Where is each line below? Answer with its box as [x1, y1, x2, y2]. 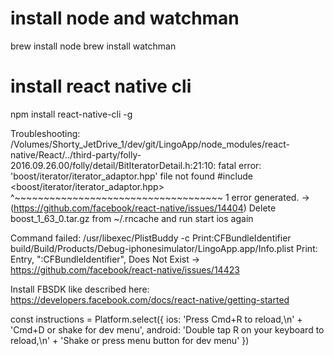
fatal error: [218, 159, 262, 171]
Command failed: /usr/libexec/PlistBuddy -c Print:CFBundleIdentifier [10, 232, 292, 244]
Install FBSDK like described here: [10, 283, 150, 295]
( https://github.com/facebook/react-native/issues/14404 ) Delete [10, 202, 277, 214]
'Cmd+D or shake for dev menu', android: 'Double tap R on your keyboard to [10, 323, 325, 336]
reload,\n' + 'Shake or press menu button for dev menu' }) [10, 334, 250, 346]
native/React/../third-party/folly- [10, 148, 142, 161]
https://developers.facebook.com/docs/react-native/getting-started [10, 293, 290, 306]
